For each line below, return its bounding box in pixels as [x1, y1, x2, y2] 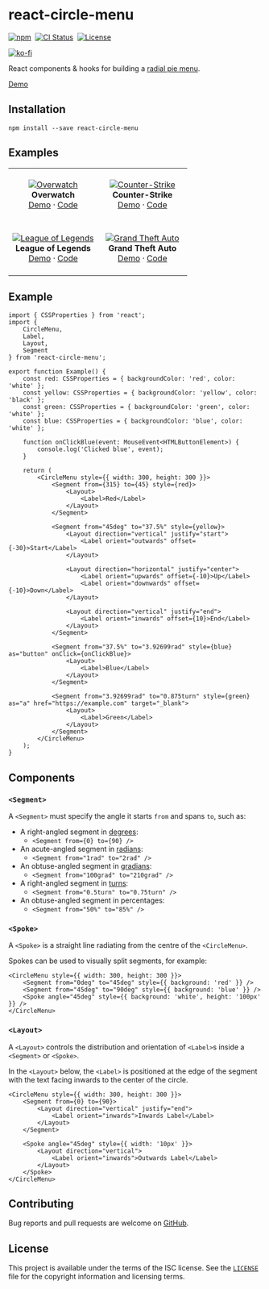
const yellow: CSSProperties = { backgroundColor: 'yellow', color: [23, 389, 258, 397]
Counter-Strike [112, 189, 173, 200]
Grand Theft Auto [108, 242, 177, 253]
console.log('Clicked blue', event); [37, 445, 163, 453]
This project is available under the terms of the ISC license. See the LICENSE [8, 1263, 259, 1273]
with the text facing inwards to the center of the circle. [8, 1074, 188, 1084]
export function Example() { [8, 368, 106, 376]
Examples [8, 146, 59, 160]
